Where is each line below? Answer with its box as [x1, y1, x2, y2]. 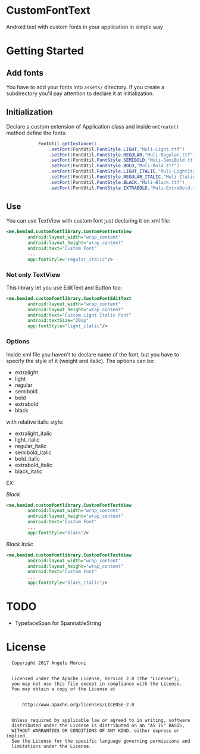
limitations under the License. [11, 743, 92, 749]
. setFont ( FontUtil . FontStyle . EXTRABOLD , [48, 185, 151, 191]
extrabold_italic [14, 461, 52, 468]
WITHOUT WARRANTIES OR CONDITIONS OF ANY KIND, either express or [11, 727, 180, 734]
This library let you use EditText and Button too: [6, 284, 123, 291]
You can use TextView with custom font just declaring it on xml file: [6, 217, 171, 224]
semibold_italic [14, 449, 52, 456]
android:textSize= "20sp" [27, 318, 89, 324]
